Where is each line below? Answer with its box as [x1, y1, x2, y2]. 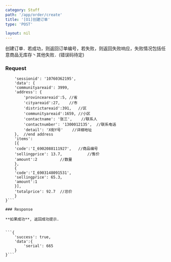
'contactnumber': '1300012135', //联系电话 [23, 122, 117, 127]
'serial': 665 [23, 244, 53, 249]
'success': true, [14, 235, 51, 240]
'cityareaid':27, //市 [23, 100, 78, 106]
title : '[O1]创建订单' [5, 17, 50, 22]
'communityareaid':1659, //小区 [23, 111, 91, 117]
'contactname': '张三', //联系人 [23, 117, 98, 122]
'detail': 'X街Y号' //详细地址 [23, 128, 92, 133]
